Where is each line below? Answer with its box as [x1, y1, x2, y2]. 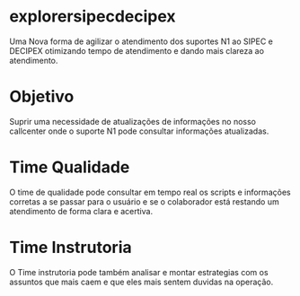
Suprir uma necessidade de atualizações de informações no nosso [9, 116, 256, 126]
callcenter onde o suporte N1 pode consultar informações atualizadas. [9, 126, 269, 136]
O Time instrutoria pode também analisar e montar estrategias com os [9, 266, 269, 277]
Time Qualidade [9, 157, 130, 178]
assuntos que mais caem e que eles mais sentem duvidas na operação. [9, 276, 274, 287]
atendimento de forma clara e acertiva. [9, 205, 154, 216]
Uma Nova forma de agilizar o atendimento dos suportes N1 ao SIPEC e [9, 36, 274, 47]
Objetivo [9, 87, 75, 107]
